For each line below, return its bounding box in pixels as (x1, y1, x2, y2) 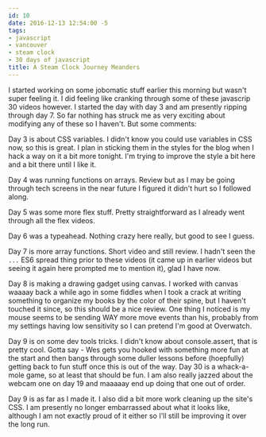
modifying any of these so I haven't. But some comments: (8, 118, 197, 128)
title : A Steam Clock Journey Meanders (8, 64, 141, 72)
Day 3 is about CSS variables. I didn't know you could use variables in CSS (8, 134, 253, 144)
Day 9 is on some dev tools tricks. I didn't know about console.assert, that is (8, 336, 258, 346)
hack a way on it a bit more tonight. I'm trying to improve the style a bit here (8, 151, 256, 160)
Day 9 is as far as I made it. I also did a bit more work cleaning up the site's (8, 394, 253, 404)
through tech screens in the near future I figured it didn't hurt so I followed (8, 184, 252, 193)
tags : (8, 26, 26, 34)
